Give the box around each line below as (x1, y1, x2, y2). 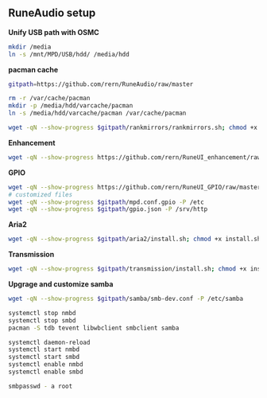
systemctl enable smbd (8, 368, 83, 377)
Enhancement (8, 138, 56, 147)
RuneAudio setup (8, 6, 96, 20)
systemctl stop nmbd (8, 309, 77, 317)
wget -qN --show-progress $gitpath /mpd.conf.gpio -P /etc (8, 198, 204, 206)
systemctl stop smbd (8, 316, 77, 325)
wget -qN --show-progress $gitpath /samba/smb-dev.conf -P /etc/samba (8, 295, 244, 303)
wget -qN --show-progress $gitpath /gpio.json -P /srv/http (8, 205, 208, 213)
